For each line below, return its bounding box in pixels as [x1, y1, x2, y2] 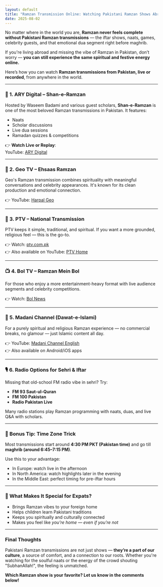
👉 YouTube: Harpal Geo [5, 197, 54, 203]
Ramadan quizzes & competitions [12, 132, 79, 138]
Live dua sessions [12, 127, 49, 133]
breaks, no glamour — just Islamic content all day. [5, 330, 105, 336]
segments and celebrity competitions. [5, 286, 81, 292]
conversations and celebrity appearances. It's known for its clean [5, 182, 136, 188]
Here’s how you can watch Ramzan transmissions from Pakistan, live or [5, 69, 151, 75]
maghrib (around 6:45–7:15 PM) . [5, 447, 71, 452]
